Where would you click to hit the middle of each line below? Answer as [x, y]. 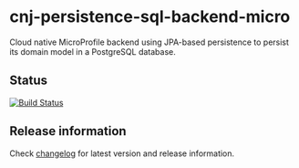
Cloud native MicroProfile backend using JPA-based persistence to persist [149, 42]
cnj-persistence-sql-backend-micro [150, 17]
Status [29, 81]
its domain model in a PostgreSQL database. [93, 51]
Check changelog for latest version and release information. [122, 153]
